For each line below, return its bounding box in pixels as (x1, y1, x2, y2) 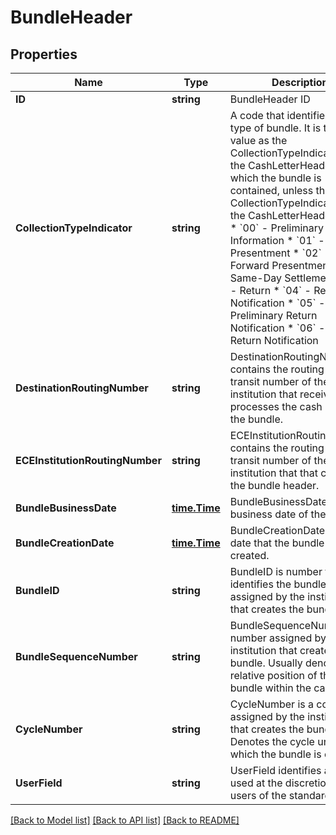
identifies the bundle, (229, 577, 330, 591)
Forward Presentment (229, 259, 332, 272)
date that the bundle (229, 536, 325, 550)
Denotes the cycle (229, 735, 315, 748)
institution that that (229, 466, 318, 480)
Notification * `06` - (229, 321, 326, 335)
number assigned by (229, 631, 327, 645)
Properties (10, 46, 78, 63)
